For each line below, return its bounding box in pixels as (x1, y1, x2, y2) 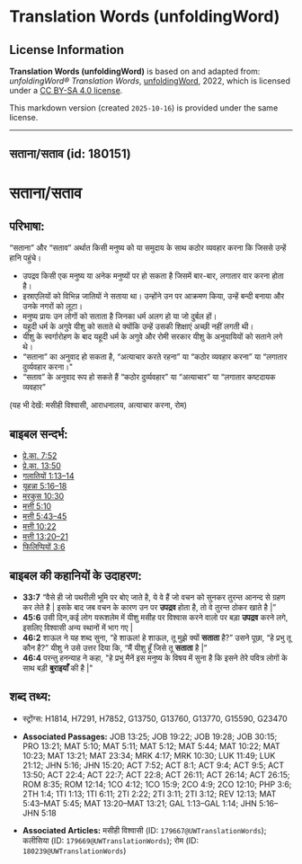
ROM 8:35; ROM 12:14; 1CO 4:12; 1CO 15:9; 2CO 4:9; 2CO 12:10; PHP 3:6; (22, 779, 292, 789)
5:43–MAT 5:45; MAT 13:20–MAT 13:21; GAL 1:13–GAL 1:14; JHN (22, 797, 258, 808)
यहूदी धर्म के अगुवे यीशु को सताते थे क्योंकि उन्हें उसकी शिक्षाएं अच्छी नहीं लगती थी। (22, 321, 254, 332)
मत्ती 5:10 (22, 501, 52, 512)
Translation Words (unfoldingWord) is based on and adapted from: (9, 66, 261, 76)
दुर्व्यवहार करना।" (22, 361, 74, 372)
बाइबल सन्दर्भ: (9, 426, 69, 441)
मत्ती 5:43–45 (22, 511, 67, 522)
